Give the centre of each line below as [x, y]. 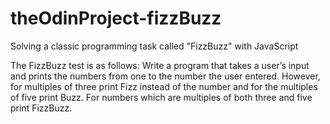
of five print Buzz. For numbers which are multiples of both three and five [161, 97]
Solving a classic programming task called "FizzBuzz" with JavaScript [154, 46]
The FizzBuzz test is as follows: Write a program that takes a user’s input [160, 65]
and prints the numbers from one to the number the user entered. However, [165, 76]
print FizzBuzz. [41, 108]
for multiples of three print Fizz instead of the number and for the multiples [164, 86]
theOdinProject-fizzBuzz [116, 18]
